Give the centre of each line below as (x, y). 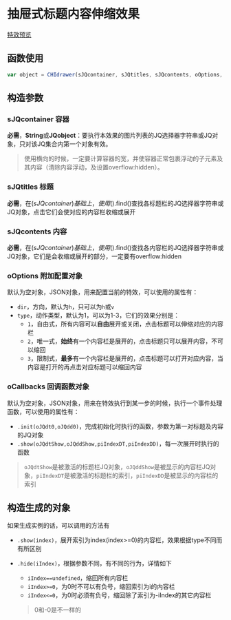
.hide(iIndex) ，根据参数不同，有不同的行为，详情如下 (94, 564)
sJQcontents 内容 (37, 231)
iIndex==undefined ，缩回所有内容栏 (78, 578)
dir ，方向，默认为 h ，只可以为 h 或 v (66, 307)
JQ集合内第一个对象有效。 (74, 144)
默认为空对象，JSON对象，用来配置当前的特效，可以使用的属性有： (103, 292)
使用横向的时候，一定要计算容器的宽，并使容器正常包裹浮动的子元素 (120, 158)
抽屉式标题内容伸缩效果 (74, 14)
